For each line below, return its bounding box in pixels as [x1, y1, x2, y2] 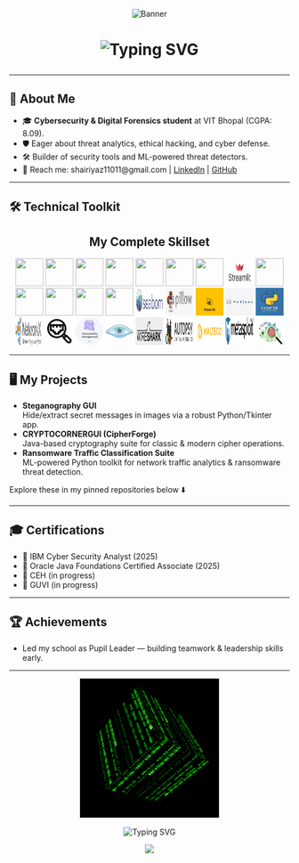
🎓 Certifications [9, 523, 105, 538]
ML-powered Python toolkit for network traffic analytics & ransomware [21, 457, 281, 468]
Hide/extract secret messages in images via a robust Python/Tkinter [21, 410, 272, 420]
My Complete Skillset [88, 234, 211, 249]
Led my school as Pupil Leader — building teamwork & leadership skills [21, 642, 284, 654]
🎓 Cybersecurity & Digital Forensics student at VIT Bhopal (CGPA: [21, 116, 273, 126]
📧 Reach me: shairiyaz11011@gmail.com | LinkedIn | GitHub [21, 165, 238, 175]
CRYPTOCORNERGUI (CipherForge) [21, 428, 157, 440]
